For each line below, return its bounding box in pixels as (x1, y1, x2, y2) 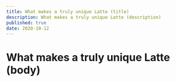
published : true (6, 20, 47, 26)
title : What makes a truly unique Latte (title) (6, 8, 129, 15)
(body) (6, 64, 41, 77)
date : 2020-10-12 (6, 25, 50, 31)
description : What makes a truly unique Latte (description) (6, 14, 162, 20)
